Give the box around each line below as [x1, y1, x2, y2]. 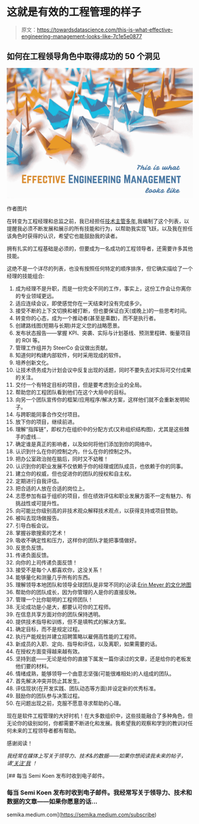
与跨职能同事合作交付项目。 [15, 411, 83, 418]
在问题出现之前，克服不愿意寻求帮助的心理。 [15, 700, 125, 707]
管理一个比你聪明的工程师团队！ [15, 596, 93, 603]
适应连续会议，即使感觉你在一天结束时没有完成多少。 [15, 300, 145, 307]
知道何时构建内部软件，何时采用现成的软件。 [15, 352, 125, 359]
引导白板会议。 [15, 522, 52, 529]
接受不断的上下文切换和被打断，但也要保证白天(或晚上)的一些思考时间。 [15, 307, 191, 315]
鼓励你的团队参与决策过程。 [15, 692, 83, 700]
